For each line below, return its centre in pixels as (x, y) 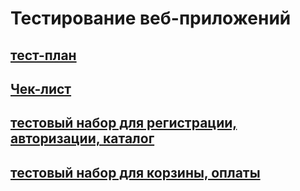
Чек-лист (41, 88)
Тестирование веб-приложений (151, 18)
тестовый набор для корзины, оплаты (135, 172)
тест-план (43, 55)
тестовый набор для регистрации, (124, 123)
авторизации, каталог (82, 138)
